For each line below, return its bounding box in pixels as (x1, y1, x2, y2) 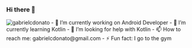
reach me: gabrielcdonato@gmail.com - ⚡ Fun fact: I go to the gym (6, 35, 172, 42)
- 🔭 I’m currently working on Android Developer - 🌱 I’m (51, 19, 186, 26)
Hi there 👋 (6, 5, 36, 14)
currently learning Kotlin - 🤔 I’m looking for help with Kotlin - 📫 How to (6, 26, 181, 33)
